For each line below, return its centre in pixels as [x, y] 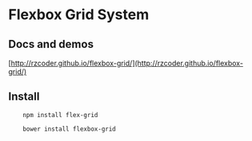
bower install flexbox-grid [69, 129]
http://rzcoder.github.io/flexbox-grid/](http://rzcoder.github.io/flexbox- [127, 63]
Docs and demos [51, 44]
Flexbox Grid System [79, 15]
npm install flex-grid [60, 115]
